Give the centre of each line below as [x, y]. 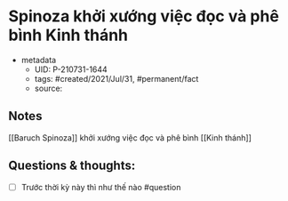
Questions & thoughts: [72, 166]
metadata [39, 60]
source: [48, 88]
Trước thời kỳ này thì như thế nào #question [101, 187]
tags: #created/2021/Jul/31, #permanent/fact [116, 78]
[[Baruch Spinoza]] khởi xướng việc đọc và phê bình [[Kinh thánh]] [130, 137]
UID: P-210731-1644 [71, 69]
